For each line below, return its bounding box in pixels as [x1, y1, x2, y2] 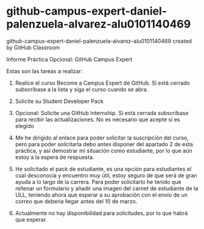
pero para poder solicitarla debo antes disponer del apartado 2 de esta [15, 140, 193, 147]
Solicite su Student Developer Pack [15, 97, 104, 105]
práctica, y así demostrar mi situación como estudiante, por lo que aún [15, 147, 192, 154]
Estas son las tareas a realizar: [6, 67, 83, 74]
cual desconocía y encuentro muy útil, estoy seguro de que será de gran [15, 172, 198, 179]
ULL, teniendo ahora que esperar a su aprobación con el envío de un [15, 191, 188, 199]
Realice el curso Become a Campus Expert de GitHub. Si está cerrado [15, 79, 190, 86]
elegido [15, 122, 35, 129]
